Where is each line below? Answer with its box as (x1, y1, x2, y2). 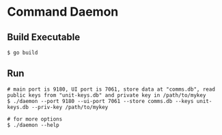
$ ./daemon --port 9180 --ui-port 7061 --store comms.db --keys (7, 97, 194, 104)
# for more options (7, 115, 63, 123)
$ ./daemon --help (7, 121, 59, 128)
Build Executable (7, 31, 81, 43)
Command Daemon (7, 4, 119, 20)
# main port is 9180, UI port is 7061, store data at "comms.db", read (7, 86, 215, 93)
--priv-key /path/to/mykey (31, 104, 109, 110)
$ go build (7, 49, 38, 56)
